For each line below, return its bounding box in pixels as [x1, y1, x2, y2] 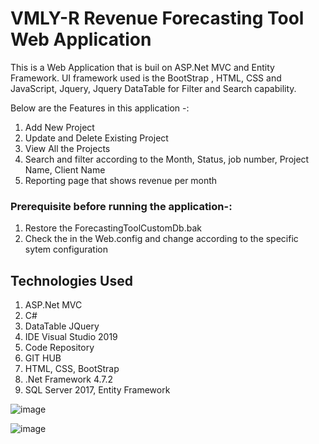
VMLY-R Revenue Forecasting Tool [10, 7, 305, 30]
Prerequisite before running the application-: [10, 199, 233, 213]
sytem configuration [24, 243, 108, 256]
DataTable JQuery [24, 320, 100, 332]
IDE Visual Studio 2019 [24, 331, 118, 343]
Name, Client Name [24, 163, 106, 176]
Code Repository [24, 342, 95, 354]
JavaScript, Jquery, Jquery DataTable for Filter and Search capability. [10, 82, 297, 94]
